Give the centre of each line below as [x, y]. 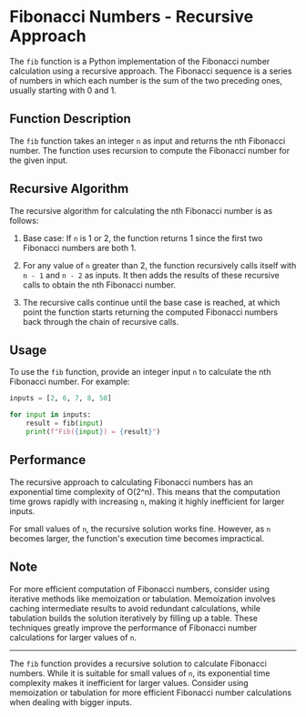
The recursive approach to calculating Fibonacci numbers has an [131, 482]
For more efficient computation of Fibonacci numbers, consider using [140, 589]
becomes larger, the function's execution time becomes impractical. [137, 538]
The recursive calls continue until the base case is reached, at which [151, 302]
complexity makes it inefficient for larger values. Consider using [129, 682]
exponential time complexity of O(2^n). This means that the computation [145, 491]
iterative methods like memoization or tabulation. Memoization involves [143, 599]
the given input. [39, 160]
